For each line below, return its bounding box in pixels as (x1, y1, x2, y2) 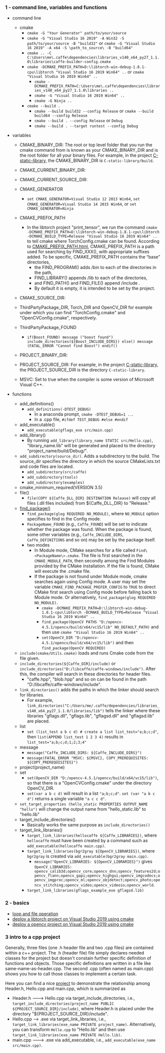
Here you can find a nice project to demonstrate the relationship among (5, 980, 150, 986)
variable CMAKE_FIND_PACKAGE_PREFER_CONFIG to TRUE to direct (34, 584, 156, 590)
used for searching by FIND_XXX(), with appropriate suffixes (27, 249, 150, 255)
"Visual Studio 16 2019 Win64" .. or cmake (56, 69, 144, 75)
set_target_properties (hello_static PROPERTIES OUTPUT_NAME (19, 802, 148, 807)
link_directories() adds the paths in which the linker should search (19, 687, 159, 693)
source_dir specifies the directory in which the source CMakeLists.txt (19, 459, 161, 464)
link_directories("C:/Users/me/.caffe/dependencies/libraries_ (27, 703, 160, 708)
